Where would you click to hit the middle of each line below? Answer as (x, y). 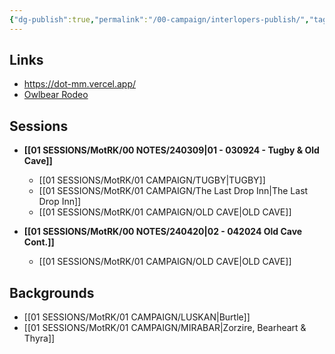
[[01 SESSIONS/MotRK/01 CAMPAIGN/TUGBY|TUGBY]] (152, 180)
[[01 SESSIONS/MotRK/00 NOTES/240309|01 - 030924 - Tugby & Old (171, 150)
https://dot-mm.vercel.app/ (80, 84)
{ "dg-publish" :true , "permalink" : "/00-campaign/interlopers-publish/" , (159, 19)
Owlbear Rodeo (56, 95)
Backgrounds (52, 292)
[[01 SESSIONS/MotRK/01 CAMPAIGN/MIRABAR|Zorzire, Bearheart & (165, 328)
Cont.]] (39, 242)
